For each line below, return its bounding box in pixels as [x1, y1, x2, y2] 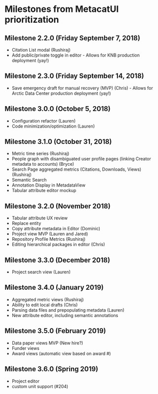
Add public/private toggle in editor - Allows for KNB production [11, 52, 140, 58]
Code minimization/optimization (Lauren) [11, 123, 95, 129]
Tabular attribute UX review [11, 215, 68, 221]
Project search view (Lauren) [11, 269, 71, 275]
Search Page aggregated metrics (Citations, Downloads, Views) [11, 166, 142, 172]
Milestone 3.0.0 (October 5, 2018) [4, 105, 111, 113]
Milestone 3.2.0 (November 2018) [4, 202, 111, 210]
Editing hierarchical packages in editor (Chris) [11, 242, 105, 248]
